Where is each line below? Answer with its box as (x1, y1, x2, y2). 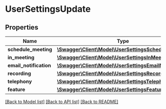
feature (7, 86, 26, 93)
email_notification (7, 62, 51, 69)
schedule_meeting (7, 46, 52, 53)
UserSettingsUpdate (5, 3, 91, 15)
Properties (5, 23, 39, 32)
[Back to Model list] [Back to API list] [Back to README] (5, 99, 119, 105)
